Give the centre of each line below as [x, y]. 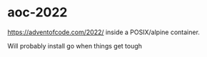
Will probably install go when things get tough [75, 46]
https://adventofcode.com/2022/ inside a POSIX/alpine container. [103, 32]
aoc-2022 [37, 12]
